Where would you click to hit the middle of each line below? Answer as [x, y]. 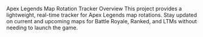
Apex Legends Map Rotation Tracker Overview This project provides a [94, 9]
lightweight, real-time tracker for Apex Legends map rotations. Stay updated [102, 15]
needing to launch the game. [42, 27]
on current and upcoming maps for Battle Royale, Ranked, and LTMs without [102, 21]
